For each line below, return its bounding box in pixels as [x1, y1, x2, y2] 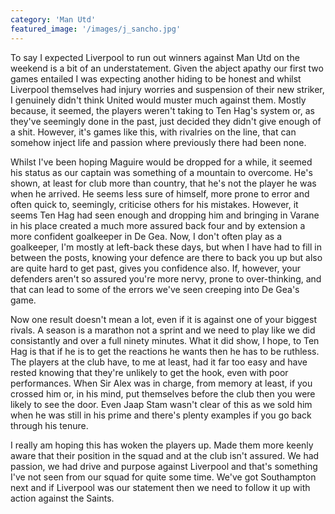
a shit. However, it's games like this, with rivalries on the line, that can [10, 126, 297, 138]
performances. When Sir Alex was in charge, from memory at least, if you [10, 377, 313, 389]
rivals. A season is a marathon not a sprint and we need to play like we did [10, 324, 316, 336]
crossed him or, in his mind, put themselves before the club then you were [10, 387, 316, 400]
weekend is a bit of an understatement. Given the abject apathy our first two [10, 62, 324, 74]
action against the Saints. [10, 492, 115, 504]
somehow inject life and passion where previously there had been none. [10, 136, 307, 148]
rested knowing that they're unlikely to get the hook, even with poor [10, 366, 289, 378]
